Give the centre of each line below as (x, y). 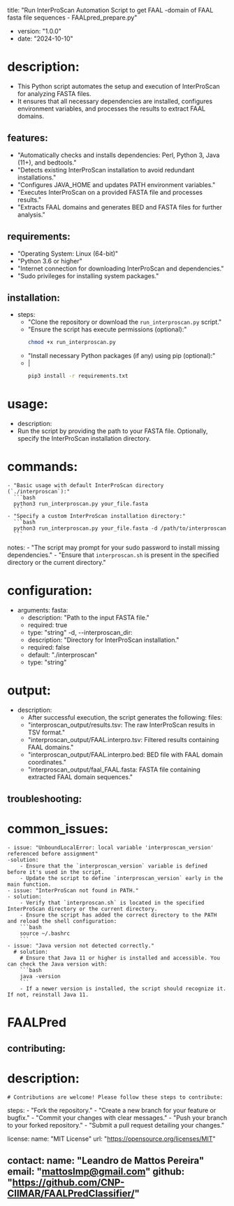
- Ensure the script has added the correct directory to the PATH (118, 915)
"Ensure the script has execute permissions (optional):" (107, 329)
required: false (49, 647)
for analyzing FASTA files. (54, 93)
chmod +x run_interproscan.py (72, 343)
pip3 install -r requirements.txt (78, 376)
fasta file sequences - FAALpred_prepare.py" (72, 18)
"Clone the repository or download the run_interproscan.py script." (125, 322)
